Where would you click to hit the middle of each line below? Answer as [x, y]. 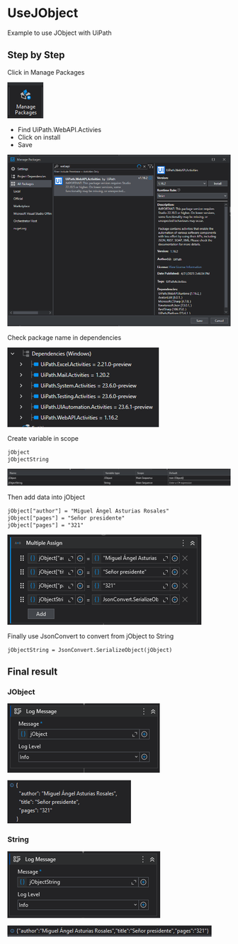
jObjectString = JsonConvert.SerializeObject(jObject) [90, 650]
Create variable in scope [43, 438]
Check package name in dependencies [64, 337]
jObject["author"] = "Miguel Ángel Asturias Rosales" [89, 511]
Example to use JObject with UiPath [59, 33]
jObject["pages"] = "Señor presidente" [66, 518]
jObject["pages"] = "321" [45, 525]
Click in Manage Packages [46, 72]
